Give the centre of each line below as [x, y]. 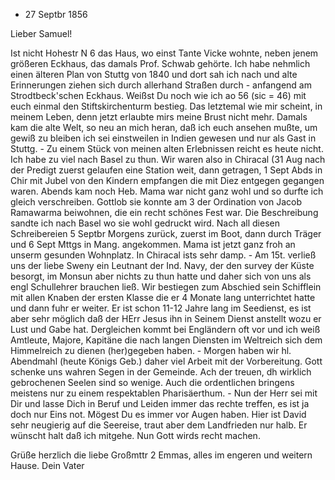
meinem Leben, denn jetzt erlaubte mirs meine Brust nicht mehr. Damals [159, 117]
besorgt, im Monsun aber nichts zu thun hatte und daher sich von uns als [161, 276]
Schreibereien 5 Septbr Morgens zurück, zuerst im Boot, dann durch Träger [166, 233]
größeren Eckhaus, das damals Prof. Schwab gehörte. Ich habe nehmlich [160, 63]
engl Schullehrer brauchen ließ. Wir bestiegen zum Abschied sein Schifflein [166, 287]
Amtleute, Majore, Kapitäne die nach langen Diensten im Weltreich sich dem [166, 340]
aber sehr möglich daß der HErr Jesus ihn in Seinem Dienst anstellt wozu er [166, 318]
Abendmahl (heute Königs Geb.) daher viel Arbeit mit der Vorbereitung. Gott [166, 361]
